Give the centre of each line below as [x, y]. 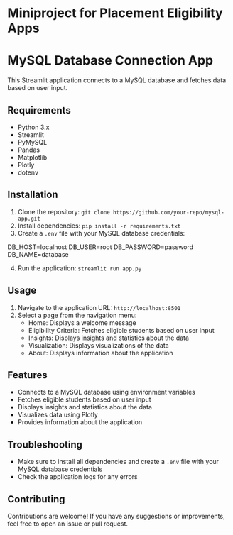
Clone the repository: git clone [64, 211]
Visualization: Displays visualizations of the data [98, 345]
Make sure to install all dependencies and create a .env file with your [118, 462]
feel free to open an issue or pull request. [68, 524]
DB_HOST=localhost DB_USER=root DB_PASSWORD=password [101, 247]
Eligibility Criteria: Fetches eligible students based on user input [121, 330]
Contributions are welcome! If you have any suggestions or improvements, [116, 516]
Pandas [29, 150]
